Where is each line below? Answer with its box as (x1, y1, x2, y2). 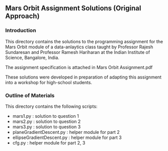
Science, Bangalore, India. (5, 54, 59, 60)
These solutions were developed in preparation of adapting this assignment (5, 74, 162, 80)
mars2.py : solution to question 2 (12, 118, 81, 124)
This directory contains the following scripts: (5, 103, 98, 109)
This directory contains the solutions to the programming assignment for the (5, 38, 163, 44)
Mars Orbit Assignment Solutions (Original (5, 4, 141, 13)
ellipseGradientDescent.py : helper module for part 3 (12, 134, 122, 140)
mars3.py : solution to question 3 (12, 123, 81, 130)
